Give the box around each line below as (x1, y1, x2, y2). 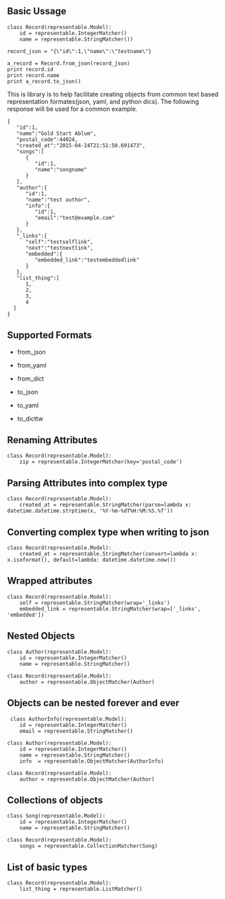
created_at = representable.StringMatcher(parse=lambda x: (19, 502, 192, 509)
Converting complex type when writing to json (7, 526, 209, 538)
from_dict (16, 374, 45, 383)
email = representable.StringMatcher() (19, 728, 134, 734)
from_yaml (16, 361, 47, 369)
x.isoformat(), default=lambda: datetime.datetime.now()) (7, 557, 176, 564)
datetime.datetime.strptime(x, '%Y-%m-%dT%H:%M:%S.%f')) (7, 507, 174, 515)
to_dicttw (16, 414, 43, 423)
